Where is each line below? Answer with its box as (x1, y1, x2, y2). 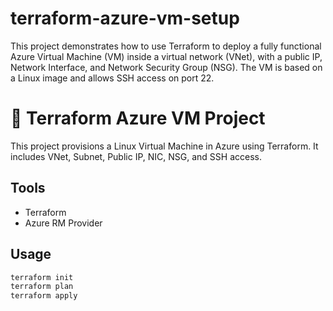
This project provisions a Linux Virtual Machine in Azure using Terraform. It (10, 140, 319, 152)
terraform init (10, 272, 74, 282)
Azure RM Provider (24, 217, 103, 229)
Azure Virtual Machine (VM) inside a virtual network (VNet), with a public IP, (10, 50, 323, 62)
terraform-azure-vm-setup (10, 7, 240, 30)
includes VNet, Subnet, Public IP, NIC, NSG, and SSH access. (10, 150, 262, 162)
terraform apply (10, 291, 78, 301)
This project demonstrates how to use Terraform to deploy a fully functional (10, 40, 322, 52)
